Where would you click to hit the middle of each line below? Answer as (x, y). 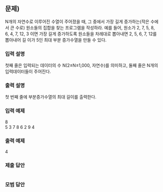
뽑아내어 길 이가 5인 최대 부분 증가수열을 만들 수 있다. (56, 40)
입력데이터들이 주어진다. (28, 72)
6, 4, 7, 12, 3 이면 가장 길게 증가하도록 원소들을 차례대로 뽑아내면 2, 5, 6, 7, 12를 (81, 34)
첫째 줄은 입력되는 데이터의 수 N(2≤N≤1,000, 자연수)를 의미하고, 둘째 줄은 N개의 (81, 66)
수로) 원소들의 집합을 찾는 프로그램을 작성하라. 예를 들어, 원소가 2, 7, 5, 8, (85, 27)
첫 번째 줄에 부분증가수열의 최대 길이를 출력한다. (51, 97)
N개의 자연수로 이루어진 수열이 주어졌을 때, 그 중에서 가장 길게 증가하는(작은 (77, 22)
